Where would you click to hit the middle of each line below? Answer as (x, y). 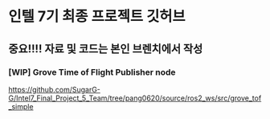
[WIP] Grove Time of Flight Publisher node (92, 72)
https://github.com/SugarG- (54, 89)
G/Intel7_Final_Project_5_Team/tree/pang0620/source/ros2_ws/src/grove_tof (135, 98)
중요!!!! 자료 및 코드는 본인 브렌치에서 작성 (106, 49)
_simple (21, 106)
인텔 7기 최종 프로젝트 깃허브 (97, 16)
